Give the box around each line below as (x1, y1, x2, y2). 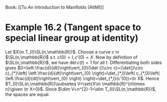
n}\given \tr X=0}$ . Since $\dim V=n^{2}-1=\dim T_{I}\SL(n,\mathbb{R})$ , (5, 86, 156, 92)
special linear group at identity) (5, 32, 139, 44)
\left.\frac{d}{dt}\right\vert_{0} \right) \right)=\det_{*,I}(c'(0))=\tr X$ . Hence (5, 75, 159, 81)
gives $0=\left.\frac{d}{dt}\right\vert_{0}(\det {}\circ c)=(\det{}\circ (5, 64, 144, 70)
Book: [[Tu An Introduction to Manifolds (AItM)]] (5, 4, 104, 10)
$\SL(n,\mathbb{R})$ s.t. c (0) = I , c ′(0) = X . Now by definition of (5, 54, 138, 60)
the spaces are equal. (5, 91, 50, 97)
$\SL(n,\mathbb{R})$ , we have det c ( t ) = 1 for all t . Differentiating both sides (5, 59, 162, 65)
